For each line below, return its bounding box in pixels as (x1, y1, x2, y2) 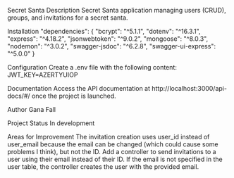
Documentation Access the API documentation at (7, 84, 150, 92)
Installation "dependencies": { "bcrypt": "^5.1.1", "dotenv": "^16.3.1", (7, 27, 201, 35)
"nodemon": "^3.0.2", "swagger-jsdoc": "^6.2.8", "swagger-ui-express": (7, 42, 216, 50)
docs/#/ (7, 91, 30, 100)
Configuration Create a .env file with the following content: (7, 63, 178, 71)
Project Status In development (7, 119, 95, 127)
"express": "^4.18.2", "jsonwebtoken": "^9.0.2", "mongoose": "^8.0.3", (7, 34, 209, 43)
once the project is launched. (31, 91, 116, 100)
